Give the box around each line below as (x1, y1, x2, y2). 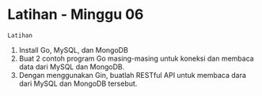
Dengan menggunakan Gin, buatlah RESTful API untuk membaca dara (18, 70, 247, 79)
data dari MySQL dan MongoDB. (18, 61, 125, 72)
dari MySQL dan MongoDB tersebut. (18, 79, 138, 88)
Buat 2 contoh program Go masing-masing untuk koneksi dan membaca (18, 54, 254, 63)
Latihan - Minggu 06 (7, 6, 144, 24)
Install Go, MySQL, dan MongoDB (18, 45, 128, 54)
